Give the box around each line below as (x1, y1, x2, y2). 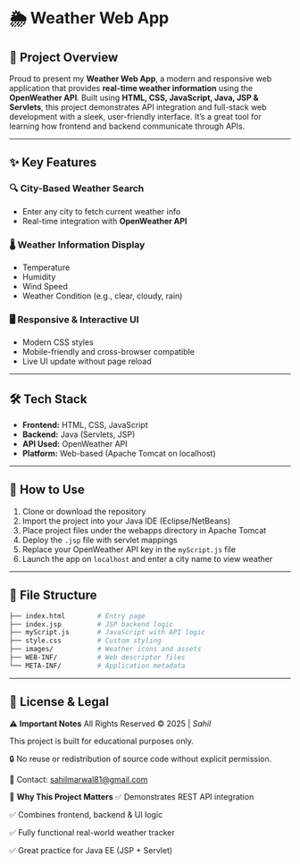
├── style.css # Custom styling (9, 636, 162, 645)
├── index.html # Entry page (9, 611, 146, 620)
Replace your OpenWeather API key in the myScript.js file (21, 543, 237, 555)
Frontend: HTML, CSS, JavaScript (21, 420, 149, 431)
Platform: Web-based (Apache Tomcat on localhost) (21, 449, 216, 459)
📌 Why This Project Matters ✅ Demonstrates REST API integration (9, 791, 254, 801)
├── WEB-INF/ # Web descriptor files (9, 653, 186, 662)
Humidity (21, 271, 56, 282)
